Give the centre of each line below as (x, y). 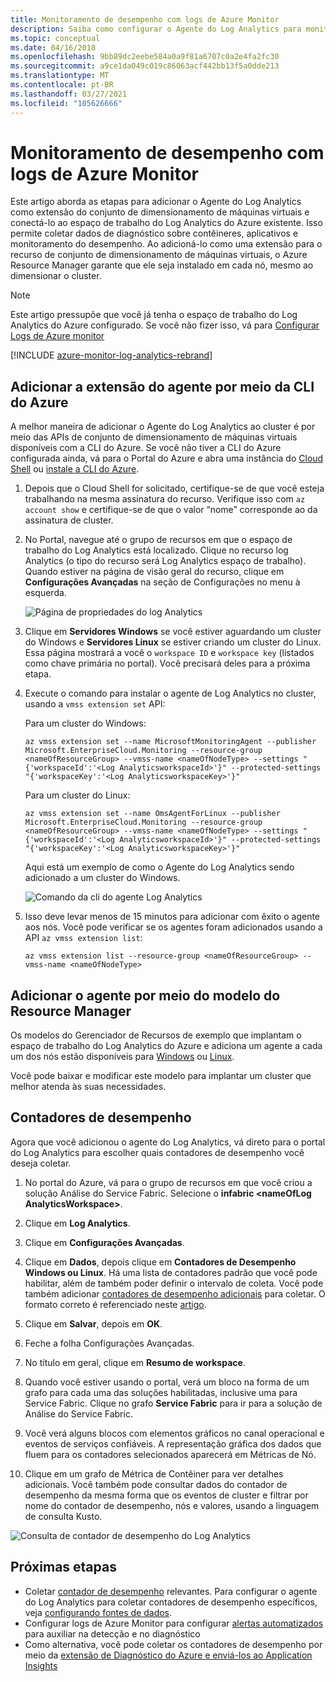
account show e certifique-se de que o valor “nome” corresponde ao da (171, 510)
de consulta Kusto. (63, 1516)
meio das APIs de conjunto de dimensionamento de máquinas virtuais (154, 437)
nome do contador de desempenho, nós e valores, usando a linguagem (172, 1505)
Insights (41, 1665)
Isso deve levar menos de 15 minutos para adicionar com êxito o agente (172, 917)
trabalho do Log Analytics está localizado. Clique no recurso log (156, 550)
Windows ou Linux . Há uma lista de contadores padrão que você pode (171, 1272)
